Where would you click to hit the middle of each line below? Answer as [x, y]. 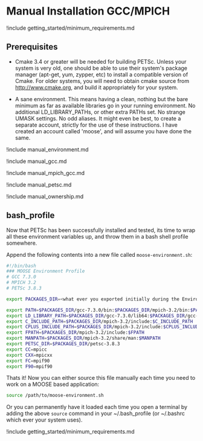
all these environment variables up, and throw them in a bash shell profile [97, 236]
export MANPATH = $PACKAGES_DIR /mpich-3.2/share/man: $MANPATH [84, 338]
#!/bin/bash [21, 266]
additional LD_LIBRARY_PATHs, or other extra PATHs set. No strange [100, 112]
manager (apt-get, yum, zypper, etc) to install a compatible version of [101, 75]
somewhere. [22, 243]
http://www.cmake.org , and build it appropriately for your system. [96, 87]
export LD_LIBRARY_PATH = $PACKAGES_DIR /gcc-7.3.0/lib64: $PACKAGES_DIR [96, 316]
